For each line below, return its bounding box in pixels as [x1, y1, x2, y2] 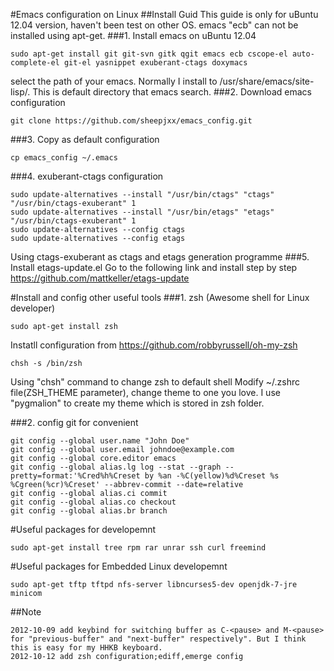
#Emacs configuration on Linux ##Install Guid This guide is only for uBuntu [10, 9, 319, 20]
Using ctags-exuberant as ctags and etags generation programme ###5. [10, 251, 310, 263]
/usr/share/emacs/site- [219, 75, 315, 87]
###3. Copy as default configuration [10, 134, 160, 145]
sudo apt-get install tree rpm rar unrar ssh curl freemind [10, 543, 267, 553]
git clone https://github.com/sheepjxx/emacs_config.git [10, 116, 253, 126]
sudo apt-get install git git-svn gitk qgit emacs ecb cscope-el [10, 49, 288, 59]
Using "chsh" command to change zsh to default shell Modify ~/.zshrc [10, 376, 300, 388]
